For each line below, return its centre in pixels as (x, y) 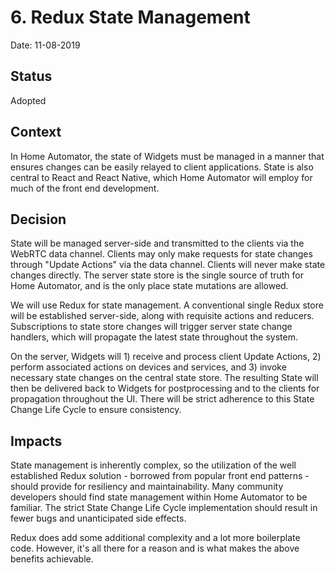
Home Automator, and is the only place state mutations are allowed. (149, 286)
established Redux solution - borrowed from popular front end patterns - (160, 476)
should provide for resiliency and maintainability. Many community (147, 487)
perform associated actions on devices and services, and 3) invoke (148, 367)
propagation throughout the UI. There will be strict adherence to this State (162, 399)
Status (31, 76)
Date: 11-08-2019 (45, 45)
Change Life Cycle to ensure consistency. (96, 410)
